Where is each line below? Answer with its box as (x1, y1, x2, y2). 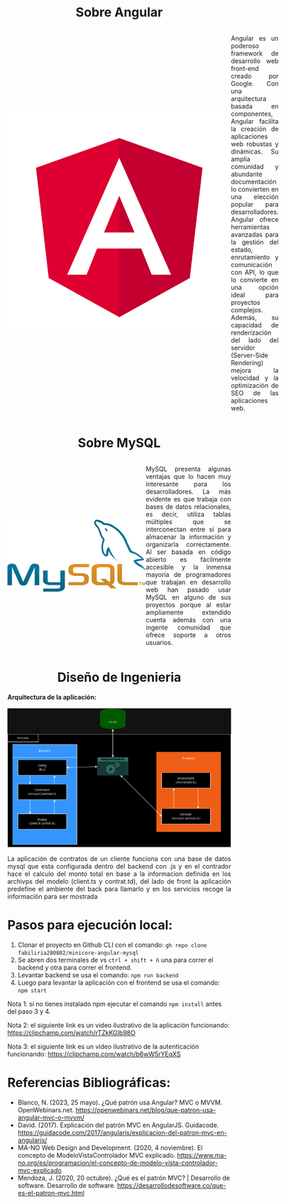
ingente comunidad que (145, 623, 231, 631)
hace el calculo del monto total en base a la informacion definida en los (7, 869, 231, 878)
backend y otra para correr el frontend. (17, 963, 133, 972)
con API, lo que (231, 268, 279, 276)
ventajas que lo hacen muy (145, 472, 231, 480)
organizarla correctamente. (145, 540, 231, 548)
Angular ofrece (231, 215, 279, 224)
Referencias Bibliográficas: (7, 1074, 171, 1090)
